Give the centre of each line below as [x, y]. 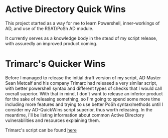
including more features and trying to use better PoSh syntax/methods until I [84, 104]
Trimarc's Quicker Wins [55, 64]
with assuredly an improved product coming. [51, 43]
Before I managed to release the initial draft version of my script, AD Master [83, 78]
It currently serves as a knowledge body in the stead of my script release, [81, 38]
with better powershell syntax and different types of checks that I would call [83, 88]
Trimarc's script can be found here [41, 130]
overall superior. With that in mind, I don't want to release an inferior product [84, 93]
